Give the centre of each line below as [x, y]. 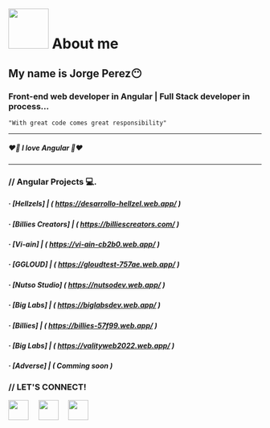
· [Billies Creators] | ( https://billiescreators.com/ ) [94, 224]
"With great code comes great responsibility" [88, 123]
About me [85, 44]
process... [29, 106]
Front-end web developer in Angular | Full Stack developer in [129, 96]
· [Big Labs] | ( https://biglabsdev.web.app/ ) [84, 305]
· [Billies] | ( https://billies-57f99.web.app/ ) [83, 325]
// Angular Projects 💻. [53, 181]
